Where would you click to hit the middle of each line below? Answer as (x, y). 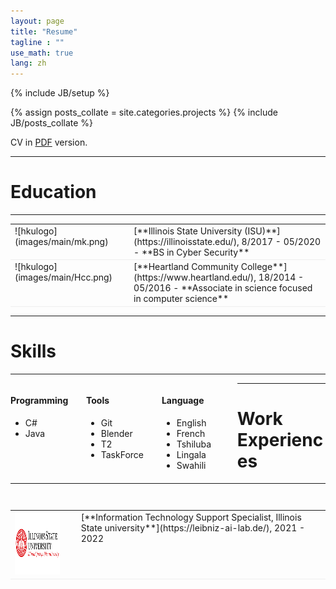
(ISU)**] (262, 231)
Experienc (280, 439)
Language (183, 401)
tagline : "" (37, 42)
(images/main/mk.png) (61, 241)
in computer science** (181, 299)
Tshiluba (194, 444)
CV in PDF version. (49, 142)
